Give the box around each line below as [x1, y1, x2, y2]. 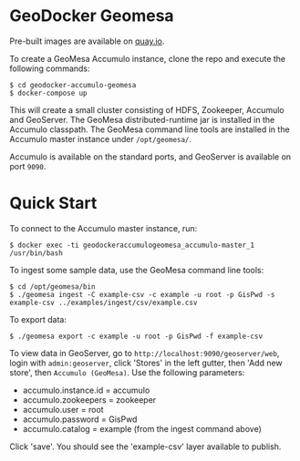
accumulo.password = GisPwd [22, 414, 138, 425]
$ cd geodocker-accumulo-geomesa [9, 80, 137, 89]
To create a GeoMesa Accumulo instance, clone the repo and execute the [9, 53, 286, 64]
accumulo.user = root [22, 404, 104, 415]
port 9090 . [9, 160, 47, 171]
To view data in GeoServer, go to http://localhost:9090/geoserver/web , [9, 347, 280, 358]
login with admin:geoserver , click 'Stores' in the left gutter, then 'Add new [9, 357, 283, 368]
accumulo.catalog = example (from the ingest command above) [22, 423, 263, 434]
